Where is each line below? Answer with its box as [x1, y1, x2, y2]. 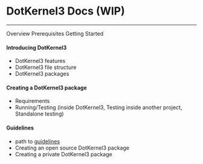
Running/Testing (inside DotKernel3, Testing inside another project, [14, 104, 182, 111]
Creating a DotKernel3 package [6, 84, 88, 91]
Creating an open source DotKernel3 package [14, 144, 130, 151]
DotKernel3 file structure [14, 64, 77, 71]
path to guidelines [14, 137, 60, 145]
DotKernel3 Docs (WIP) [6, 4, 125, 18]
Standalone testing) [14, 110, 65, 117]
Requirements [14, 97, 50, 105]
